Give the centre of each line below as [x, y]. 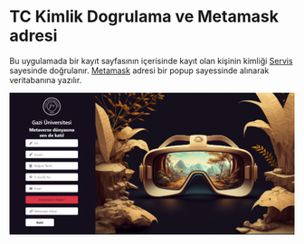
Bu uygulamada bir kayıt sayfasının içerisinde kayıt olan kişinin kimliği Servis [151, 61]
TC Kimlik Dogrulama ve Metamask [144, 17]
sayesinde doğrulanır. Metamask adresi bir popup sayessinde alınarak [139, 70]
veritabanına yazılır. [46, 80]
